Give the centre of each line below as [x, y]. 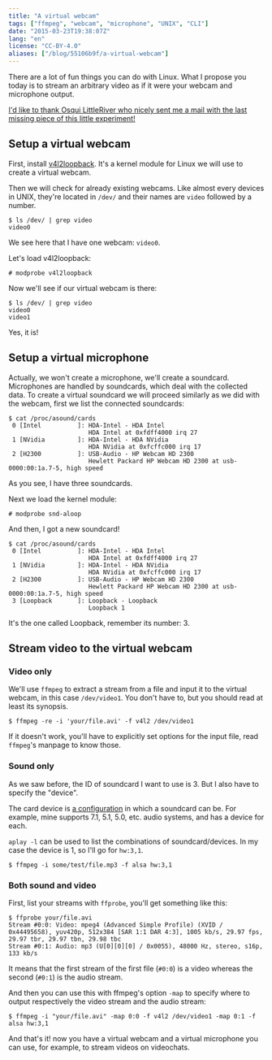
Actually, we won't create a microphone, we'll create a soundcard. [119, 377]
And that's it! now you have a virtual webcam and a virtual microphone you [133, 1038]
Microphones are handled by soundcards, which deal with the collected [128, 386]
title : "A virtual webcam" [54, 16]
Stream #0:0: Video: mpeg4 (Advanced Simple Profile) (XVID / [116, 925]
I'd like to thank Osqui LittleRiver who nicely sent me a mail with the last [128, 110]
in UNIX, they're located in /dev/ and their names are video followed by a [130, 197]
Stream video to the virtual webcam [101, 648]
